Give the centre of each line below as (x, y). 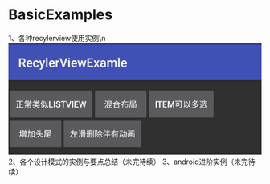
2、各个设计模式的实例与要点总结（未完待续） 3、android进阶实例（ (121, 162)
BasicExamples (61, 15)
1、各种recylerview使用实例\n (57, 38)
